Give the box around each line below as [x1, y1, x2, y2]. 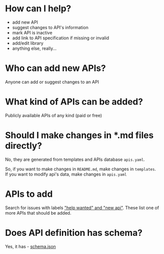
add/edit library [12, 40, 44, 46]
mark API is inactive [12, 30, 53, 35]
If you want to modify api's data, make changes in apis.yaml [5, 171, 127, 177]
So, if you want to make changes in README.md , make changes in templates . [5, 166, 156, 172]
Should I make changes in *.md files [5, 130, 154, 141]
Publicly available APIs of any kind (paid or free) [5, 112, 102, 118]
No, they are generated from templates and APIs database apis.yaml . [5, 156, 145, 162]
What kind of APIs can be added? [5, 96, 143, 107]
